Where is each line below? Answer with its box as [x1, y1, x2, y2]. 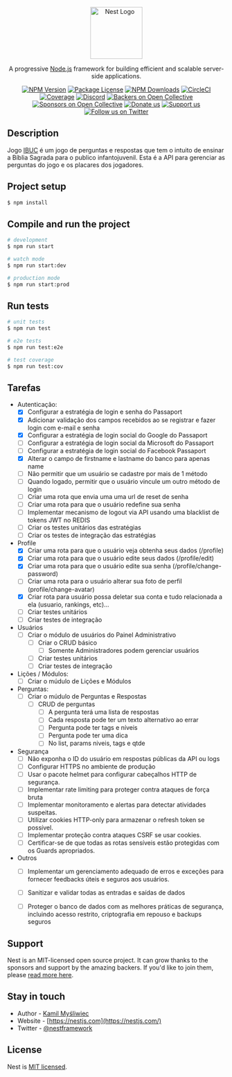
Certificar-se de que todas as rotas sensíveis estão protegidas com [27, 839, 220, 847]
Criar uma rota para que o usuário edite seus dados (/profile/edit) [27, 554, 215, 563]
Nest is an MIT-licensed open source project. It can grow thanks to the [7, 956, 208, 964]
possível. [27, 823, 53, 832]
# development [7, 236, 48, 244]
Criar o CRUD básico [37, 638, 98, 647]
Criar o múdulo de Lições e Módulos [27, 677, 132, 685]
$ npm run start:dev [7, 262, 67, 269]
